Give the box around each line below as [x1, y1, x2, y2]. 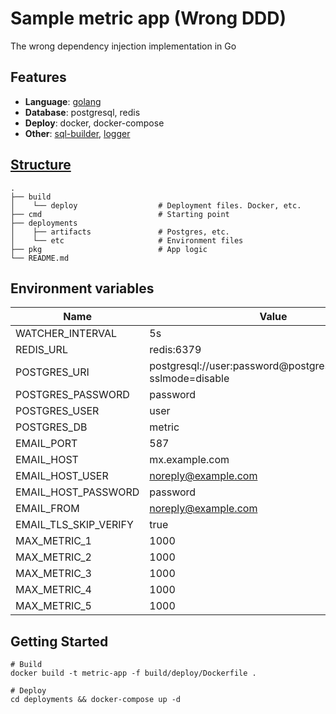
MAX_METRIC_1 [15, 534, 92, 548]
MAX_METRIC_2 [15, 550, 92, 564]
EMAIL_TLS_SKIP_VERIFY [15, 518, 134, 532]
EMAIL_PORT [15, 437, 78, 451]
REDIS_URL [15, 343, 68, 357]
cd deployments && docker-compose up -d [10, 695, 182, 705]
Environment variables [10, 280, 155, 297]
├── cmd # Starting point [10, 209, 230, 219]
